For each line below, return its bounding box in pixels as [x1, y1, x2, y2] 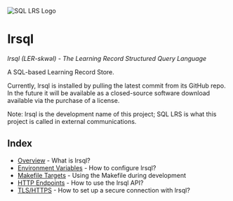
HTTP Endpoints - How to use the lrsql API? [17, 179, 144, 187]
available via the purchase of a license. [7, 96, 120, 104]
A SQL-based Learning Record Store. [7, 67, 114, 76]
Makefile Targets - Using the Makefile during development [17, 171, 187, 179]
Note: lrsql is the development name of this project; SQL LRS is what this [7, 109, 217, 118]
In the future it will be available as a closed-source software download [7, 88, 211, 97]
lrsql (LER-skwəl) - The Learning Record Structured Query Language [7, 54, 207, 62]
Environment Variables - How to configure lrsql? [17, 163, 157, 172]
